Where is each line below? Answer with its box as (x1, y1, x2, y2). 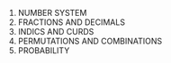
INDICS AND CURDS (17, 27, 94, 36)
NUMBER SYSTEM (17, 8, 87, 18)
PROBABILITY (17, 45, 70, 56)
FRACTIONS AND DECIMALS (17, 17, 126, 28)
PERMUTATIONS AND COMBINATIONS (17, 35, 163, 46)
